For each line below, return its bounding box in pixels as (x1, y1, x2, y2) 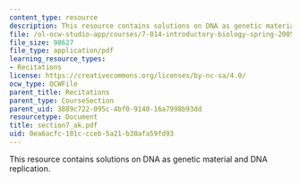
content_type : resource (9, 12, 99, 22)
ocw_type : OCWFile (9, 79, 78, 88)
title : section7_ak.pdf (9, 121, 99, 130)
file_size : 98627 (9, 37, 74, 47)
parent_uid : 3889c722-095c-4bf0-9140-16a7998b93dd (9, 104, 202, 113)
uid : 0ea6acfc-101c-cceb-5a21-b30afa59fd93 (9, 129, 175, 138)
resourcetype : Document (9, 112, 99, 121)
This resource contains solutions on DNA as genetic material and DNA (9, 154, 268, 164)
